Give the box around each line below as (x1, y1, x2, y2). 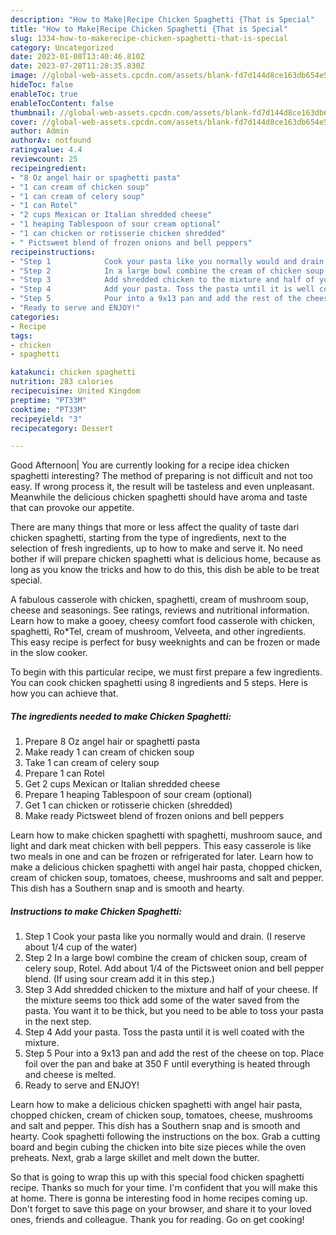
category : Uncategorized (10, 42, 114, 53)
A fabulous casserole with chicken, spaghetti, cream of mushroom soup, (10, 594, 309, 606)
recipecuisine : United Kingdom (10, 386, 141, 396)
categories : (10, 312, 60, 322)
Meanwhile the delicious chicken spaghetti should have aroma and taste (10, 491, 308, 503)
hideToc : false (10, 80, 74, 90)
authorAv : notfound (10, 136, 92, 146)
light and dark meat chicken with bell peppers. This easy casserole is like (10, 840, 312, 852)
